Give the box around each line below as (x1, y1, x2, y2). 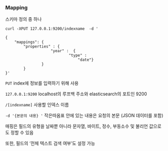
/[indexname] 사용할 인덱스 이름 (5, 102, 69, 108)
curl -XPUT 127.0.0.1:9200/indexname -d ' (5, 26, 99, 31)
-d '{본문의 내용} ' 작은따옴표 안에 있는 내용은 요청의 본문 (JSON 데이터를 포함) (5, 112, 163, 119)
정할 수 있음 (10, 130, 34, 136)
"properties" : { (23, 44, 60, 49)
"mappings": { (14, 40, 44, 45)
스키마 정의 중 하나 (5, 16, 42, 22)
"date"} (77, 57, 94, 62)
